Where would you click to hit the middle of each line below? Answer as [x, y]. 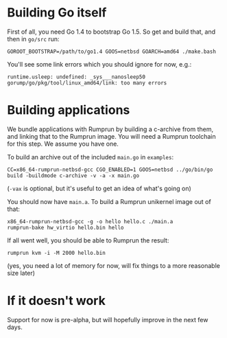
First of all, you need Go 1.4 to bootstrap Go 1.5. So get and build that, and [111, 32]
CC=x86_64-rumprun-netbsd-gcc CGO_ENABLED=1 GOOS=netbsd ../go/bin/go [110, 170]
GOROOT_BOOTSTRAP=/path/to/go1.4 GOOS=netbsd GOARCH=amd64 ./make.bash [111, 52]
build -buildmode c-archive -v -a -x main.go [73, 176]
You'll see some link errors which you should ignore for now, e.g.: [99, 64]
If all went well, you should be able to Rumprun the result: [88, 240]
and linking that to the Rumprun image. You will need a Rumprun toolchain [111, 136]
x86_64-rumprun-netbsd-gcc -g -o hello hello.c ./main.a [90, 221]
